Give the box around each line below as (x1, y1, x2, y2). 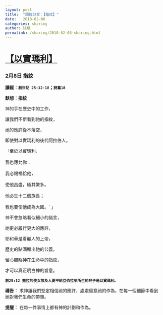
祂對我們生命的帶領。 (5, 294, 49, 300)
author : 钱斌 (5, 26, 31, 31)
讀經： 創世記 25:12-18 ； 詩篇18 (5, 85, 66, 91)
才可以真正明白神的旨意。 (5, 267, 57, 274)
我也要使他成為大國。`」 (5, 205, 56, 210)
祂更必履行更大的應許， (5, 225, 53, 231)
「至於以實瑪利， (5, 148, 40, 154)
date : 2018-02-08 (5, 16, 46, 21)
